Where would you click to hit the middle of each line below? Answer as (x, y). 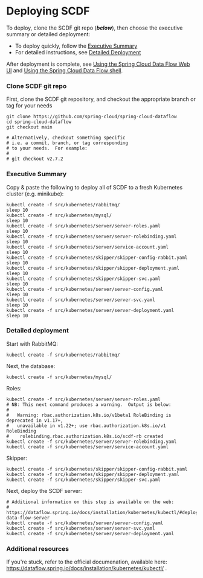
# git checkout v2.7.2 (35, 159)
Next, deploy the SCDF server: (44, 491)
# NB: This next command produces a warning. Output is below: (89, 405)
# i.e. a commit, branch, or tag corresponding (67, 143)
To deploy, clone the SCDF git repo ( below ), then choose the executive (95, 28)
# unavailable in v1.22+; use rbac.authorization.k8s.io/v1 (86, 426)
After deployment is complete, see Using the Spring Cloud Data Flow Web (98, 64)
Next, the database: (31, 366)
